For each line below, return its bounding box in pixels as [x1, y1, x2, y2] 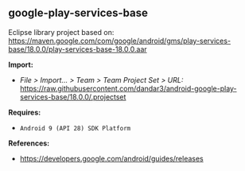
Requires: [8, 107, 41, 117]
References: [8, 138, 50, 148]
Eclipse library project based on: [8, 27, 115, 37]
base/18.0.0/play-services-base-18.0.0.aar [8, 44, 147, 54]
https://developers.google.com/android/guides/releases [19, 154, 204, 163]
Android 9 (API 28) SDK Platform [19, 124, 131, 132]
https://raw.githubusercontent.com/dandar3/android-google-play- [19, 84, 237, 93]
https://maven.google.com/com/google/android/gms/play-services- [8, 36, 231, 45]
